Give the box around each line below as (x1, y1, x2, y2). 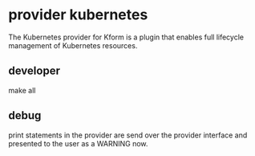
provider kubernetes (8, 6, 148, 24)
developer (8, 64, 60, 78)
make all (8, 85, 36, 95)
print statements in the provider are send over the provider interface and (8, 130, 248, 140)
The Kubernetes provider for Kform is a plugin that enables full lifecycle (8, 32, 245, 42)
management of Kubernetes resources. (8, 40, 138, 50)
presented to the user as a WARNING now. (8, 138, 148, 148)
